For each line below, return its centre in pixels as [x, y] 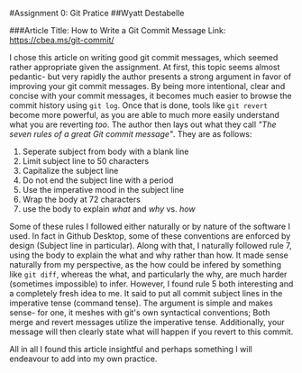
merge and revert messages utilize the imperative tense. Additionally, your [147, 322]
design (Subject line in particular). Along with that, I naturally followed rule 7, [151, 246]
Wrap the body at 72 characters [82, 199]
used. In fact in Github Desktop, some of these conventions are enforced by [150, 236]
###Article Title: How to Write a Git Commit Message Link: [118, 30]
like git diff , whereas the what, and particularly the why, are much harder [148, 274]
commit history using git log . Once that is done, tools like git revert [139, 105]
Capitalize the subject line [70, 171]
